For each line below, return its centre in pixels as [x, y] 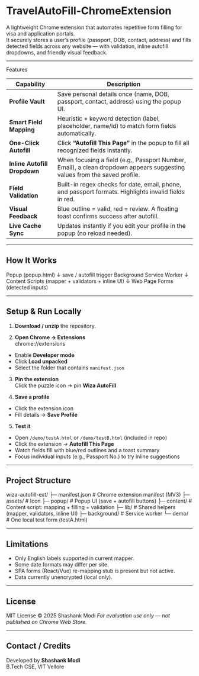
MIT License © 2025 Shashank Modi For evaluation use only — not [88, 616]
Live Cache [25, 226]
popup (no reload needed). [94, 233]
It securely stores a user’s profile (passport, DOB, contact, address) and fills [99, 40]
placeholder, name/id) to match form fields [117, 125]
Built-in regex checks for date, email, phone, [119, 184]
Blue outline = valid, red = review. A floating [118, 208]
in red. [66, 199]
